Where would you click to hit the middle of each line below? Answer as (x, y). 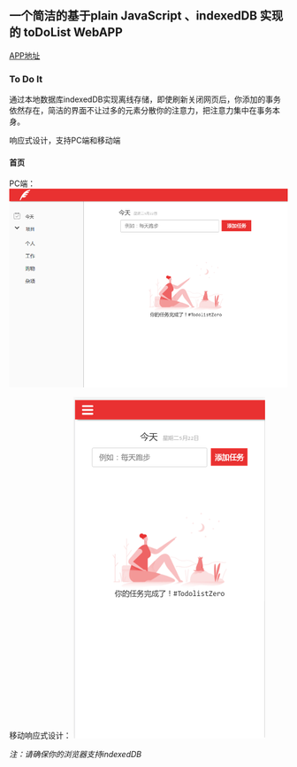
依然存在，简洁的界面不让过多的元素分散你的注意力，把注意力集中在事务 (141, 111)
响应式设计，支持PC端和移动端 (65, 141)
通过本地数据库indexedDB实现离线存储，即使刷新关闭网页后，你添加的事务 (145, 99)
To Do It (26, 79)
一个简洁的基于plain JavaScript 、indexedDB (133, 16)
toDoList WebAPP (73, 32)
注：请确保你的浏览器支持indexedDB (76, 754)
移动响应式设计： (40, 735)
